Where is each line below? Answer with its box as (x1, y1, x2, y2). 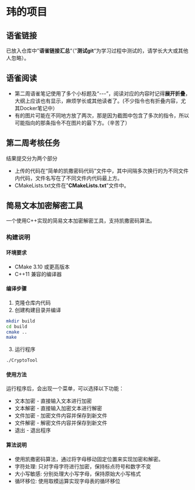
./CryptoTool (6, 358, 38, 363)
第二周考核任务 (6, 138, 60, 148)
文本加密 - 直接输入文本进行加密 (14, 397, 93, 404)
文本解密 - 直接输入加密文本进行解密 (14, 405, 102, 412)
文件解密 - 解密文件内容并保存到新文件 (14, 420, 108, 427)
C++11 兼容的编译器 (14, 270, 62, 277)
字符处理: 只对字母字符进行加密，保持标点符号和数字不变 (14, 462, 151, 469)
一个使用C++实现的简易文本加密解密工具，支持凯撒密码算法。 (6, 217, 155, 224)
